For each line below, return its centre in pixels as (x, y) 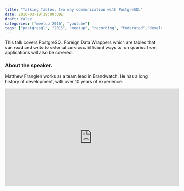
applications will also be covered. (39, 53)
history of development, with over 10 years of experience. (64, 82)
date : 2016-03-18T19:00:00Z (34, 14)
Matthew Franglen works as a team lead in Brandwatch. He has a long (76, 76)
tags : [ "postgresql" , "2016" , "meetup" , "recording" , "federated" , (76, 28)
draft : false (19, 19)
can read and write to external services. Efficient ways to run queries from (81, 48)
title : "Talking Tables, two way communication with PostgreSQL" (74, 10)
